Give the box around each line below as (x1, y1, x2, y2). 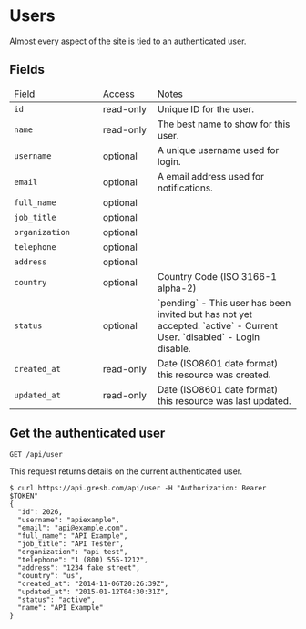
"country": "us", (17, 571, 84, 580)
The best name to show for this (158, 118, 291, 130)
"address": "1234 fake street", (17, 562, 141, 572)
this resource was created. (158, 368, 271, 381)
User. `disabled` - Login (158, 330, 260, 343)
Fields (9, 62, 46, 77)
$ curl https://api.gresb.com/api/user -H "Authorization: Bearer (9, 483, 267, 492)
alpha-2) (158, 282, 198, 294)
